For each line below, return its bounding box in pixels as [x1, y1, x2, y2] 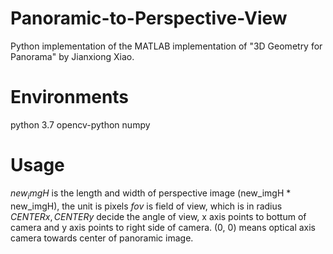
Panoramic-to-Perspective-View [10, 7, 288, 30]
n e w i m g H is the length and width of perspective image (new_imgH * [10, 187, 292, 201]
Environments [10, 86, 130, 109]
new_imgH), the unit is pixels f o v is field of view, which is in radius [10, 200, 283, 212]
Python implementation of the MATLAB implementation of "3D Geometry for [10, 40, 323, 52]
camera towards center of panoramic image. [10, 232, 194, 244]
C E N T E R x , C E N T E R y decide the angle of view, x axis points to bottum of [10, 210, 307, 222]
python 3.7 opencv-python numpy [10, 118, 151, 131]
